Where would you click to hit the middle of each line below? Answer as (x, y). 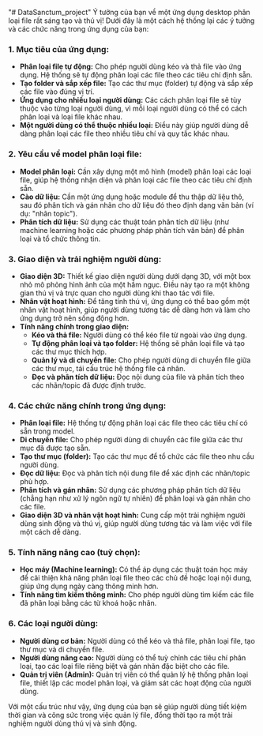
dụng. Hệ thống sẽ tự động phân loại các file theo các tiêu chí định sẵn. (136, 75)
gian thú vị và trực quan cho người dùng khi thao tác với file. (117, 293)
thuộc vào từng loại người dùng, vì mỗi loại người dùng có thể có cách (133, 109)
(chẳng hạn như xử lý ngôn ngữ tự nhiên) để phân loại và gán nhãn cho (135, 498)
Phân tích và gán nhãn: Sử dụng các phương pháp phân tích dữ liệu (130, 490)
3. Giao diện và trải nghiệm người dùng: (85, 259)
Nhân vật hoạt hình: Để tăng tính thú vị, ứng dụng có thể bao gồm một (135, 301)
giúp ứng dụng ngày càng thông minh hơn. (89, 586)
